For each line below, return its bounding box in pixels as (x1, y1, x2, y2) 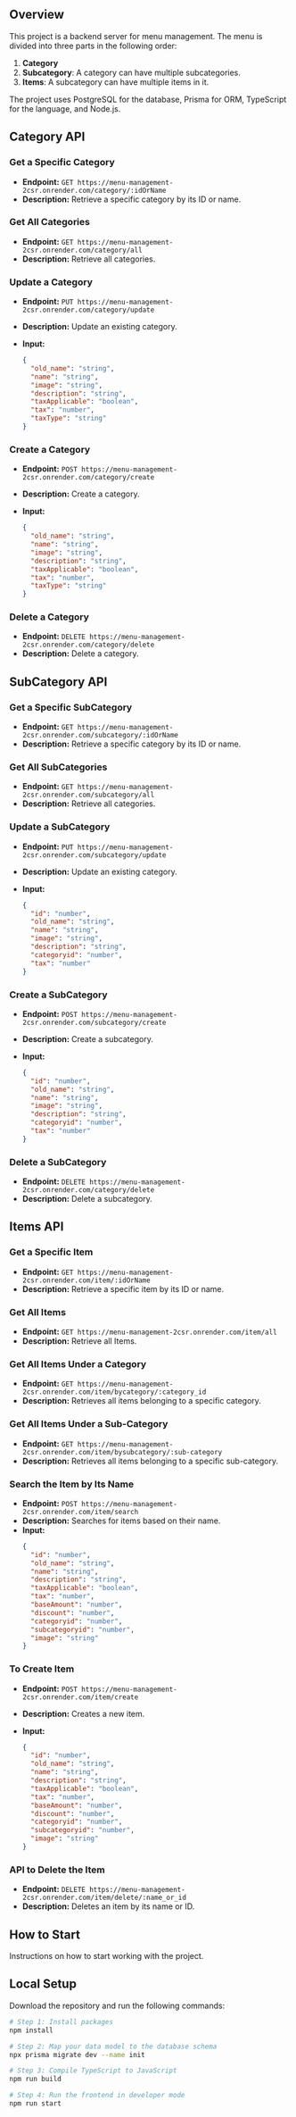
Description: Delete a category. (21, 648, 140, 659)
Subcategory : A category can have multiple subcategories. (21, 67, 241, 78)
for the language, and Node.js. (9, 103, 121, 114)
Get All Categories (9, 216, 91, 229)
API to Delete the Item (9, 1863, 105, 1876)
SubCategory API (9, 674, 108, 689)
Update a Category (9, 276, 94, 288)
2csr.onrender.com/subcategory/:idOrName (21, 731, 178, 740)
